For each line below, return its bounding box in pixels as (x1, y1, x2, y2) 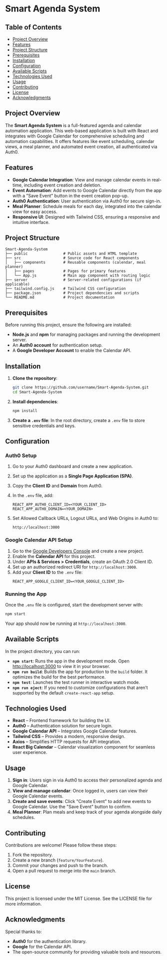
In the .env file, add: (12, 492, 54, 498)
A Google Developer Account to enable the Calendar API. (12, 347, 132, 353)
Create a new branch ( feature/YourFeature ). (12, 857, 104, 863)
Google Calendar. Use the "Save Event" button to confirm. (12, 803, 132, 810)
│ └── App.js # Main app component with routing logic (5, 273, 151, 278)
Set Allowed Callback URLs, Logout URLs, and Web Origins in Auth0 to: (12, 515, 159, 521)
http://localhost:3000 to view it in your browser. (12, 663, 111, 669)
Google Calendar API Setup (5, 536, 73, 543)
